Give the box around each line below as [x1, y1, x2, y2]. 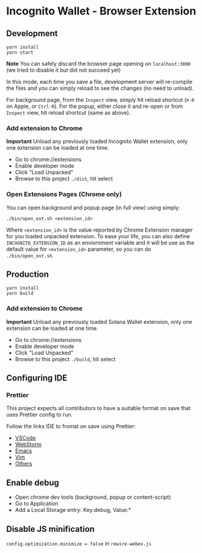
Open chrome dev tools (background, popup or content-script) [14, 493, 171, 501]
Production [6, 269, 49, 279]
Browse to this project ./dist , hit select [14, 175, 113, 182]
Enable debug [6, 478, 59, 488]
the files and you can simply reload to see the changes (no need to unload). [6, 84, 194, 92]
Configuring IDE [6, 373, 68, 384]
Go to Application [14, 500, 58, 507]
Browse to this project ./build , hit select [14, 355, 116, 362]
